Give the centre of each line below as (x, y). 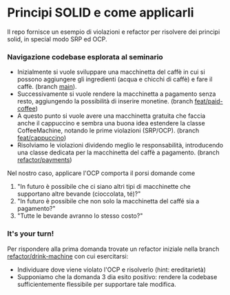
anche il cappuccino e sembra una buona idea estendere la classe (111, 123)
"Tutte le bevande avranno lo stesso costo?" (80, 216)
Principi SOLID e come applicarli (101, 13)
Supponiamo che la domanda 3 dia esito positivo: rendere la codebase (117, 276)
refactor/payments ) (44, 160)
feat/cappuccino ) (42, 138)
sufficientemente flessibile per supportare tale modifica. (97, 284)
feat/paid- (209, 101)
